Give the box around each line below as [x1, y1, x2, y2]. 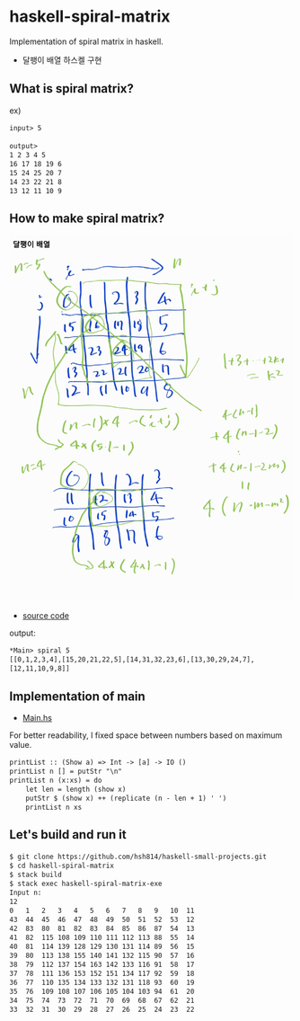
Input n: [9, 888, 42, 897]
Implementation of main [9, 688, 146, 704]
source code [22, 610, 70, 621]
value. [9, 740, 32, 750]
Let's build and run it [9, 827, 128, 842]
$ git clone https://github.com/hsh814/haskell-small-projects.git [9, 852, 268, 861]
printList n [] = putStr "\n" [9, 767, 123, 776]
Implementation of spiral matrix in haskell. [9, 36, 163, 47]
